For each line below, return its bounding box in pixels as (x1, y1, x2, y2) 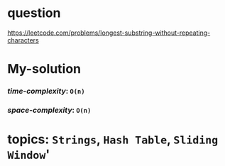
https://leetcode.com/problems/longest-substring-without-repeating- (7, 28, 211, 37)
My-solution (7, 61, 82, 77)
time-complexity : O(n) (7, 87, 85, 96)
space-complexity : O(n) (7, 105, 92, 115)
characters (7, 35, 39, 44)
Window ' (7, 147, 50, 162)
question (7, 5, 61, 21)
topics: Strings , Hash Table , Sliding (7, 131, 219, 148)
